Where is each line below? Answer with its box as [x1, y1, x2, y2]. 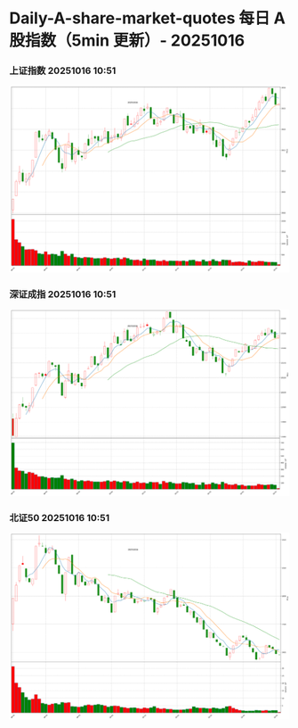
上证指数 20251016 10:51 [9, 64, 117, 77]
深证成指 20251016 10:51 [9, 288, 117, 301]
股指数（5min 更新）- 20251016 [9, 30, 246, 51]
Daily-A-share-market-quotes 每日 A [9, 8, 286, 29]
